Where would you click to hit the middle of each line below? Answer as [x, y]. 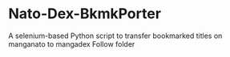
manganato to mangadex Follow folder [72, 44]
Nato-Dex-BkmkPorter [85, 14]
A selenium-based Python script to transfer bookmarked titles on [115, 36]
